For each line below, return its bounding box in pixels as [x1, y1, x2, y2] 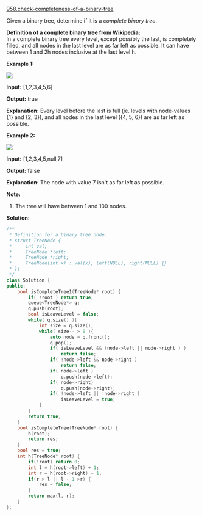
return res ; [28, 436, 59, 442]
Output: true [6, 95, 38, 103]
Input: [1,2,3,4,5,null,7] [6, 155, 63, 162]
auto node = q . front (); [49, 334, 111, 340]
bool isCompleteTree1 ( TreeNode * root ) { [17, 288, 121, 295]
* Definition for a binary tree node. [9, 231, 108, 238]
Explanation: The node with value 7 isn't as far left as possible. [6, 179, 164, 186]
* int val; [9, 243, 47, 249]
